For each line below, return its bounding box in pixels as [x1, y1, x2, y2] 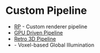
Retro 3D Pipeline [13, 35, 56, 42]
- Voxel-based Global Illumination [13, 41, 95, 48]
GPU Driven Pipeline [13, 29, 63, 36]
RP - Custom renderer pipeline [13, 23, 88, 30]
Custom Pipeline [5, 4, 87, 17]
